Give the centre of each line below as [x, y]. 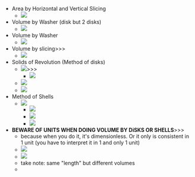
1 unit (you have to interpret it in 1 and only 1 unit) [80, 143]
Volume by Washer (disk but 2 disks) [57, 22]
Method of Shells [33, 97]
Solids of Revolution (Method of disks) [58, 62]
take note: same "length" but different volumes [78, 163]
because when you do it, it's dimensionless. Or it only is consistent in [105, 136]
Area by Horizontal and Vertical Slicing [59, 9]
